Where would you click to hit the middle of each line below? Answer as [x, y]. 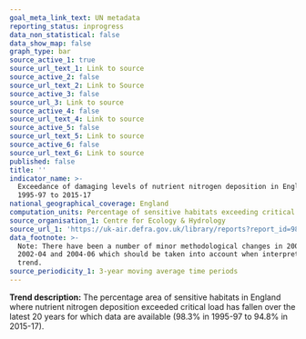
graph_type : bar [40, 52]
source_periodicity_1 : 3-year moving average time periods [124, 272]
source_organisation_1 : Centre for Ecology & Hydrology [117, 220]
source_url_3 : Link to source [67, 102]
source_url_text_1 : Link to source [77, 69]
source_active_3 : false [55, 94]
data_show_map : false [51, 43]
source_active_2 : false [55, 77]
